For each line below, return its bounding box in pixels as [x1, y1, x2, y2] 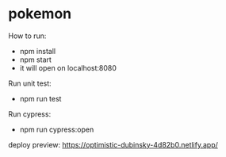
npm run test [19, 94, 62, 103]
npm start [19, 55, 52, 64]
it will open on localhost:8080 [19, 63, 117, 72]
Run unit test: [8, 78, 52, 88]
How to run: [8, 31, 47, 40]
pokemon [8, 5, 72, 23]
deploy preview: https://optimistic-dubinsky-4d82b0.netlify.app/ [8, 140, 218, 149]
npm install [19, 46, 56, 56]
